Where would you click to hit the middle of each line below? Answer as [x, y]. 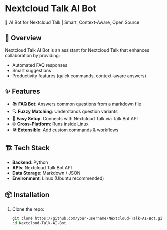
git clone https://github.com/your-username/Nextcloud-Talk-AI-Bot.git [88, 219]
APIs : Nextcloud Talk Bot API [42, 168]
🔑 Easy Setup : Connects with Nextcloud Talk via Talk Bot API [75, 118]
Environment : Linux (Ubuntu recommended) [58, 178]
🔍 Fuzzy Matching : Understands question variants [65, 111]
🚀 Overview [23, 38]
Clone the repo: [28, 209]
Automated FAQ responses [40, 65]
